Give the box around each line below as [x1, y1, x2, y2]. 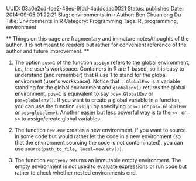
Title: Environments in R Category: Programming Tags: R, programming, [6, 18, 178, 24]
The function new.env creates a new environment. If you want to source [14, 126, 186, 133]
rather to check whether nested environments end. [14, 169, 137, 176]
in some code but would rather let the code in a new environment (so [14, 133, 181, 140]
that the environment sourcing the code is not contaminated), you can [14, 139, 183, 146]
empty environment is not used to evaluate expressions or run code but [14, 163, 187, 170]
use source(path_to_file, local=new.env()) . [14, 145, 124, 152]
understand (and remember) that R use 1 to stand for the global [14, 72, 167, 78]
